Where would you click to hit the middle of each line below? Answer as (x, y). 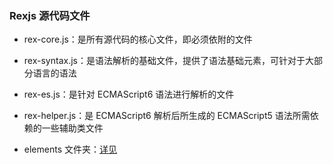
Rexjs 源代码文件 (50, 15)
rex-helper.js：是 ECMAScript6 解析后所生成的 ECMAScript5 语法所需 (167, 116)
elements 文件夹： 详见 (70, 149)
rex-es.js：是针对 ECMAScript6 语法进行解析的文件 (129, 94)
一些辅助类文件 (72, 128)
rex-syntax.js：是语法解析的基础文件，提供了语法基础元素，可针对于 (164, 61)
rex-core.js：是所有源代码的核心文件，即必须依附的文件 (138, 39)
